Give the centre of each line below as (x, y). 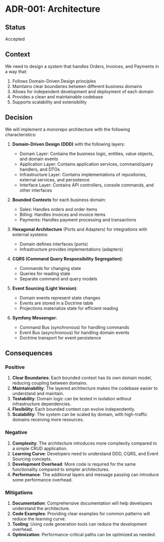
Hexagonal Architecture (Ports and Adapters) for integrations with (80, 229)
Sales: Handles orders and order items (58, 209)
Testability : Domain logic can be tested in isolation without (72, 399)
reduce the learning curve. (39, 519)
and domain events (39, 159)
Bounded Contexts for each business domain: (59, 200)
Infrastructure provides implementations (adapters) (71, 249)
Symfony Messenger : (35, 318)
